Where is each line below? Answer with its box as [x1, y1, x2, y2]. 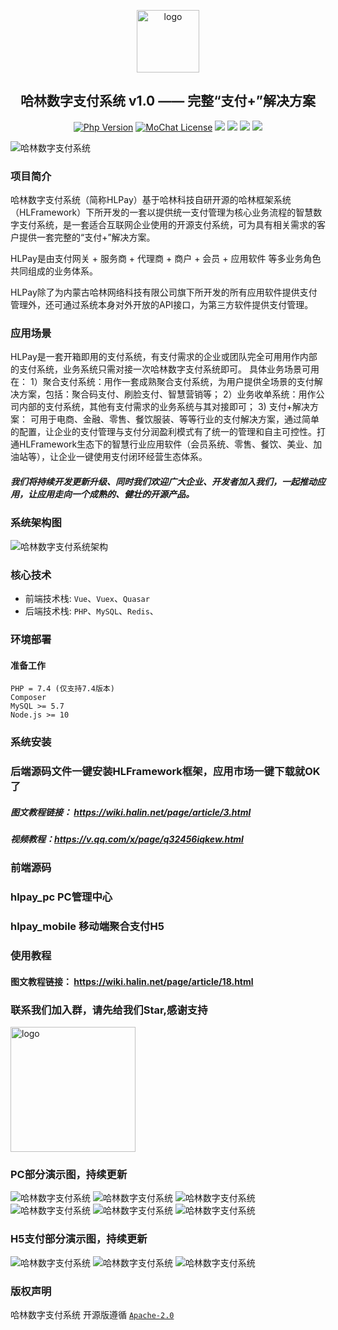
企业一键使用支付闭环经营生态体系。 [58, 451, 208, 463]
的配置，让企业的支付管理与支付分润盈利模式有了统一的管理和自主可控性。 [10, 426, 317, 438]
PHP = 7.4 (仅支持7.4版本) [10, 684, 115, 694]
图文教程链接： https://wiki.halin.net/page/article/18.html [10, 975, 254, 987]
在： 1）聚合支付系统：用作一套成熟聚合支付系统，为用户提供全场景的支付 [10, 376, 315, 388]
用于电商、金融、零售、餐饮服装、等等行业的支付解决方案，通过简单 [38, 413, 320, 425]
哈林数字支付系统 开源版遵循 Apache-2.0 [10, 1308, 175, 1320]
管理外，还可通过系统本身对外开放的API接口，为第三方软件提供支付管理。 [10, 299, 314, 311]
